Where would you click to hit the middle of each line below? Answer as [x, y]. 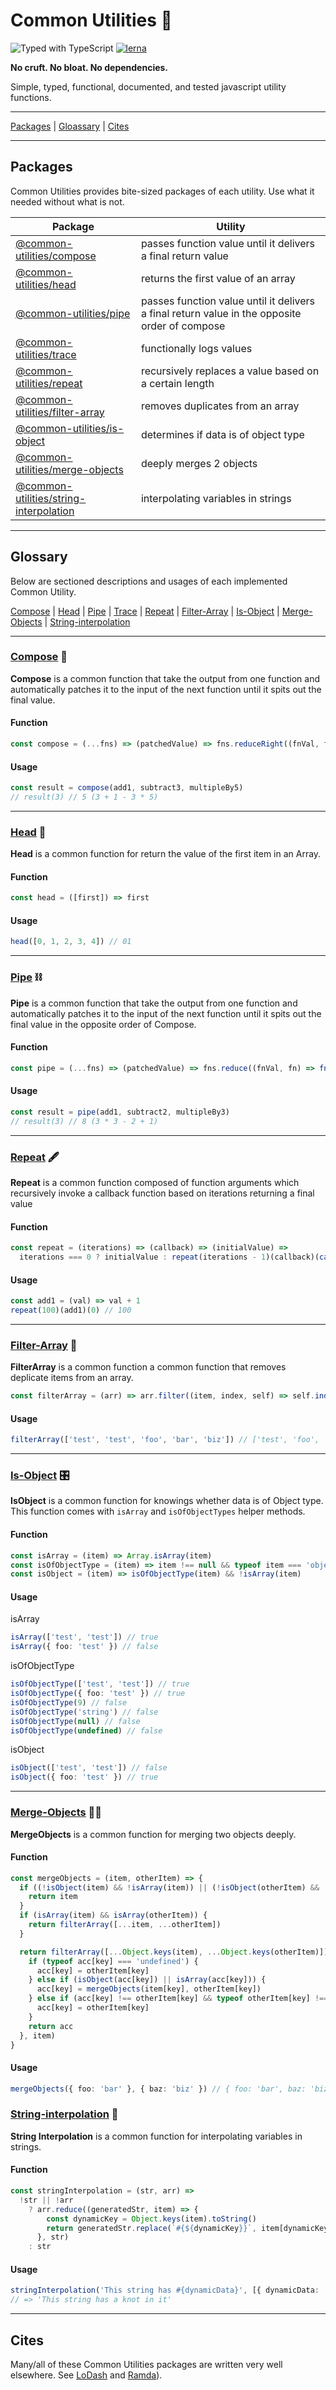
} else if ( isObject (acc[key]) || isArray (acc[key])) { [147, 1980]
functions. [31, 97]
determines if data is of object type [222, 434]
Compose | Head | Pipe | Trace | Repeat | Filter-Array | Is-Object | [145, 611]
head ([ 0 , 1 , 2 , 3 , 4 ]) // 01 [71, 942]
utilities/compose [56, 256]
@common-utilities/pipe [73, 313]
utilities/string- [51, 498]
